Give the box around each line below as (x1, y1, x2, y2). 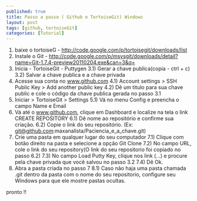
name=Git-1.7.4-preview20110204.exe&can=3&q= (14, 59, 135, 66)
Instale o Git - (14, 53, 48, 60)
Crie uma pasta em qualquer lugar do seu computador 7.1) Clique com (14, 134, 184, 141)
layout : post (6, 19, 38, 25)
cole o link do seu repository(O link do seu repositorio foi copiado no (14, 146, 181, 153)
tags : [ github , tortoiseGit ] (6, 25, 78, 31)
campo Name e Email (14, 103, 66, 110)
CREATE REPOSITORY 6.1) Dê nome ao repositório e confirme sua (14, 115, 174, 122)
